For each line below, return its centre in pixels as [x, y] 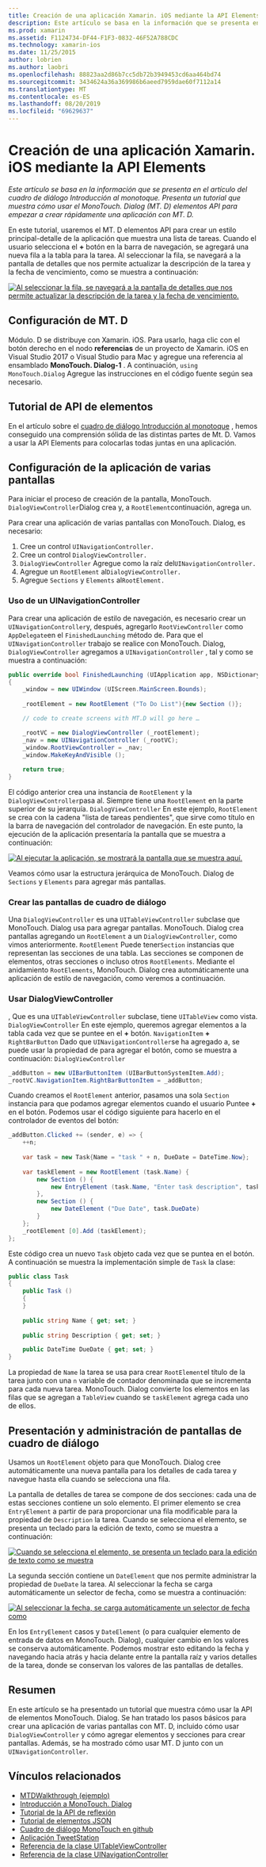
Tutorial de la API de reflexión [68, 1812]
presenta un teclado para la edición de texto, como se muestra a [114, 1528]
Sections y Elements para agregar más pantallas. [87, 882]
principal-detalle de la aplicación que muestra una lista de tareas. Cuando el [133, 238]
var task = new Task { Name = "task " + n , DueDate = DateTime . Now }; [136, 1158]
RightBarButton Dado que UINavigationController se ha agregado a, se [124, 1041]
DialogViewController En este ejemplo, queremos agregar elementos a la [127, 1025]
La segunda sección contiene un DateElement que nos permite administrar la [133, 1575]
